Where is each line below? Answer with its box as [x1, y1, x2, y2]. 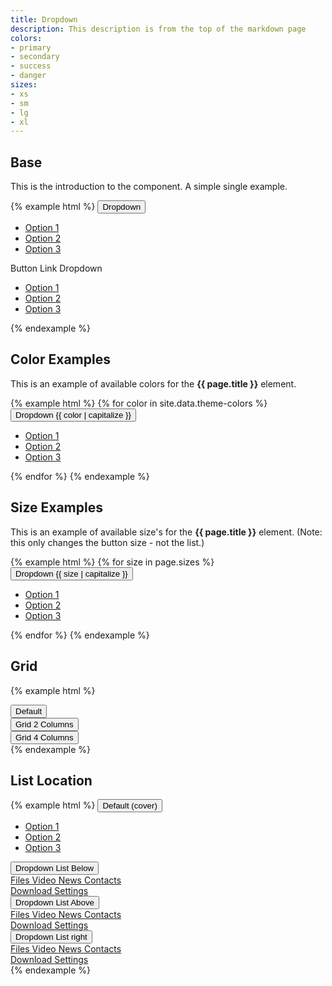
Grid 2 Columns [15, 719, 74, 730]
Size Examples [10, 499, 103, 516]
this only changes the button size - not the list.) [10, 536, 205, 548]
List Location [10, 772, 93, 789]
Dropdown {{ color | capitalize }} [15, 409, 132, 420]
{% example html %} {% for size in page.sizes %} [10, 556, 215, 568]
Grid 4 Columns [15, 732, 74, 743]
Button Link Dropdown [10, 262, 103, 275]
